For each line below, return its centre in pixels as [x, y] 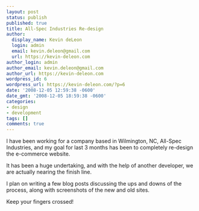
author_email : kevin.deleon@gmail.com [55, 68]
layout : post [23, 12]
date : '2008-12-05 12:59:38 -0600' [51, 90]
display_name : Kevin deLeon [47, 40]
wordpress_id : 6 [27, 79]
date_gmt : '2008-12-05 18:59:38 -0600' [56, 96]
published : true [27, 23]
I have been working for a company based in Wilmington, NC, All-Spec [94, 141]
